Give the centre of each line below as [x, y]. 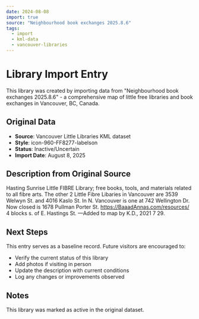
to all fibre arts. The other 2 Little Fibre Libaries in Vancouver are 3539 [92, 194]
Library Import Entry [57, 74]
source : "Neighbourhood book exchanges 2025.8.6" [69, 23]
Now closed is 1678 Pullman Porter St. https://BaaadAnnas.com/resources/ [98, 207]
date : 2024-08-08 [28, 12]
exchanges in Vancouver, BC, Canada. [53, 103]
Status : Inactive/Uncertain [47, 149]
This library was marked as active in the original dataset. [75, 310]
